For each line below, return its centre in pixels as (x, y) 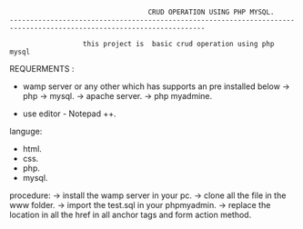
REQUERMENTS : (42, 69)
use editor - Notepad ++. (69, 114)
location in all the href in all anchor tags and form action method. (131, 214)
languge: (26, 131)
